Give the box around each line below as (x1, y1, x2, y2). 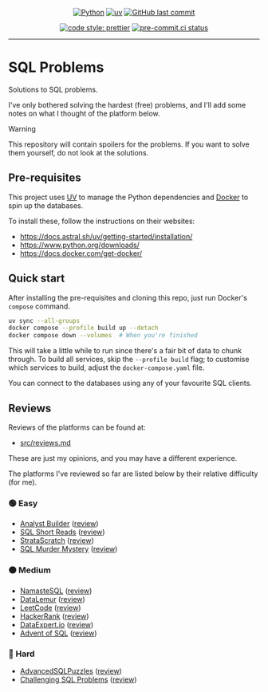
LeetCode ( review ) (19, 603, 81, 612)
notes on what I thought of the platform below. (8, 108, 161, 118)
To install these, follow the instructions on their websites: (8, 216, 195, 226)
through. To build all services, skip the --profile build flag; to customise (8, 355, 250, 364)
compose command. (8, 301, 70, 311)
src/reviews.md (19, 438, 72, 447)
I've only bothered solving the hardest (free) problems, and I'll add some (8, 100, 246, 109)
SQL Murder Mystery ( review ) (19, 545, 118, 554)
